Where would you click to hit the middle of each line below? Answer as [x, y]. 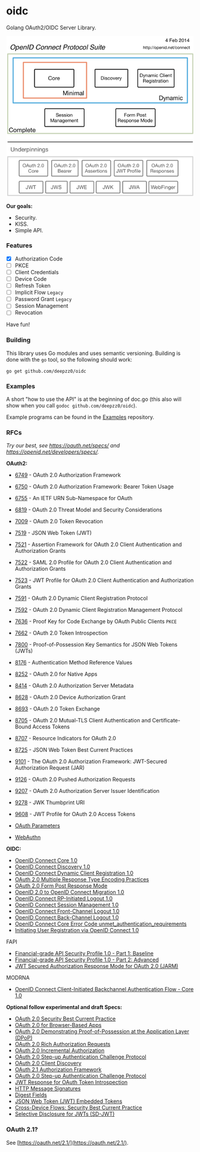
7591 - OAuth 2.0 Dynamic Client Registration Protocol [81, 598]
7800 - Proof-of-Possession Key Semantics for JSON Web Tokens [96, 645]
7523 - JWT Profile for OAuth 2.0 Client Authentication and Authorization [104, 580]
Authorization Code [39, 259]
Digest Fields [31, 1095]
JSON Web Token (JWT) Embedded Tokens [68, 1101]
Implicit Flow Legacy [39, 292]
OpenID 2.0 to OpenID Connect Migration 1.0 [69, 892]
